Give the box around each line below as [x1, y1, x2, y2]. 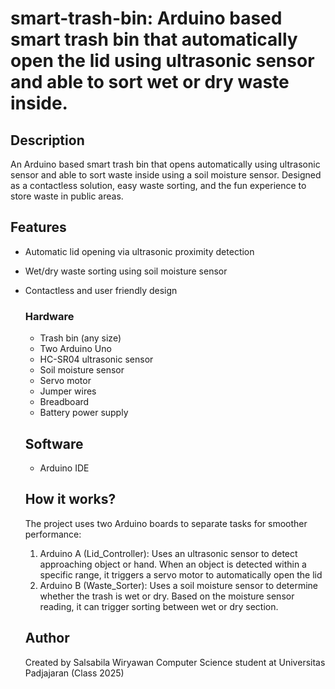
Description [10, 132, 85, 149]
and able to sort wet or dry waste [10, 71, 290, 94]
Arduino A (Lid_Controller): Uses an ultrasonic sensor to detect [39, 547, 298, 559]
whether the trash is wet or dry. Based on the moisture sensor [39, 590, 295, 602]
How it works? [24, 491, 117, 508]
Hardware [24, 309, 75, 323]
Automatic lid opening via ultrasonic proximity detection [24, 245, 255, 257]
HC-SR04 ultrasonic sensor [39, 353, 154, 366]
